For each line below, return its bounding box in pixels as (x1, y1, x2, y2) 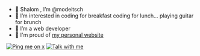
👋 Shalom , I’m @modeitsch (14, 6, 83, 13)
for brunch (14, 19, 42, 25)
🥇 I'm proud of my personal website (14, 31, 104, 39)
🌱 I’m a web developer (14, 25, 70, 32)
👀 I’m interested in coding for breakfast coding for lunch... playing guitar (14, 12, 194, 19)
